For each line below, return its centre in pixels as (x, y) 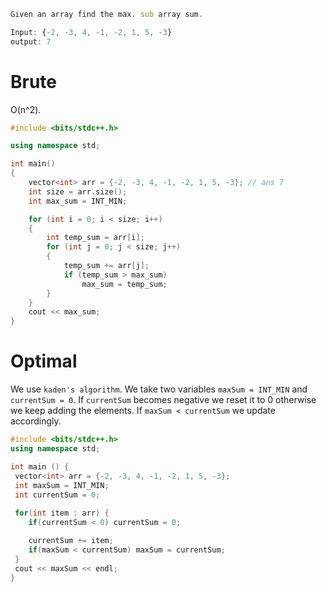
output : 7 (31, 41)
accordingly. (36, 421)
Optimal (44, 361)
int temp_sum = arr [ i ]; (95, 238)
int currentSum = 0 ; (57, 495)
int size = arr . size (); (78, 191)
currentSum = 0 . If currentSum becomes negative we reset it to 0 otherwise (163, 400)
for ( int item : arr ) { (62, 513)
